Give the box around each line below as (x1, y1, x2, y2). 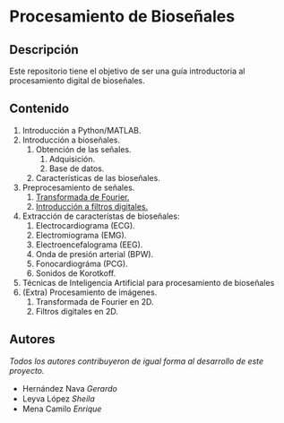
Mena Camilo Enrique (22, 403, 102, 414)
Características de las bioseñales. (35, 172, 161, 183)
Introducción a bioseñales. (22, 134, 121, 145)
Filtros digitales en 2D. (35, 306, 118, 316)
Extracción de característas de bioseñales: (22, 211, 180, 221)
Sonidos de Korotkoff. (35, 267, 116, 279)
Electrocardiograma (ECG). (35, 220, 136, 230)
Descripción (9, 42, 79, 57)
